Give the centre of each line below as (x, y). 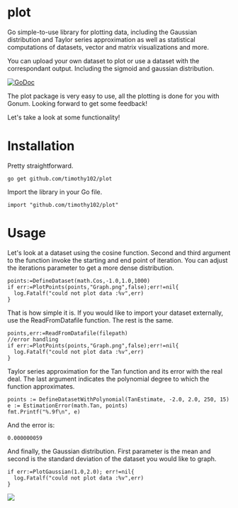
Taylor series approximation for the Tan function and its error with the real (115, 371)
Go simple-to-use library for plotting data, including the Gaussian (102, 32)
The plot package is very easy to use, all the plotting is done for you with (113, 96)
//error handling (33, 339)
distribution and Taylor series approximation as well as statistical (102, 39)
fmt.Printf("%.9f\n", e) (44, 412)
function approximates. (41, 386)
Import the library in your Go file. (55, 192)
